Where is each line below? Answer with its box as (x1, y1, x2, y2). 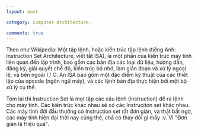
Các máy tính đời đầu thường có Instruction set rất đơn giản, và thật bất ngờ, (6, 108, 193, 115)
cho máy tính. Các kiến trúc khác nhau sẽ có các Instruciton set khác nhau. (6, 102, 190, 109)
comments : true (6, 30, 44, 36)
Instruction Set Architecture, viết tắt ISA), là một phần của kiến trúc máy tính (6, 53, 192, 60)
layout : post (6, 8, 39, 15)
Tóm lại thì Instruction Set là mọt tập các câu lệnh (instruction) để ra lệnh (6, 95, 184, 102)
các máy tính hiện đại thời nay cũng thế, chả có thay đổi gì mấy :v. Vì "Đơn (6, 114, 188, 121)
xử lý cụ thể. (6, 84, 37, 91)
